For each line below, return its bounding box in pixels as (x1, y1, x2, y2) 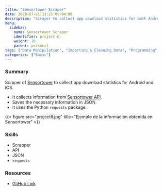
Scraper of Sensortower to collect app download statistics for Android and (5, 79, 154, 85)
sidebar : (9, 25, 27, 30)
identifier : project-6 (14, 35, 60, 39)
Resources (5, 170, 31, 176)
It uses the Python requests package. (12, 104, 87, 110)
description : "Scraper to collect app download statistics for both (5, 16, 147, 21)
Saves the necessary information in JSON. (12, 99, 97, 105)
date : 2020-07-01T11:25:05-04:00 (5, 12, 73, 17)
